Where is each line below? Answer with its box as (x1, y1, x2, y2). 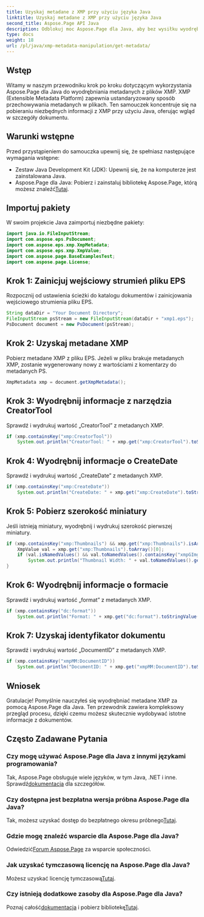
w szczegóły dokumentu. (6, 114, 69, 121)
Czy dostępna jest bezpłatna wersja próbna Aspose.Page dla (6, 795, 189, 803)
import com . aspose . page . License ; (6, 259, 91, 265)
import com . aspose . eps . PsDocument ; (6, 237, 97, 243)
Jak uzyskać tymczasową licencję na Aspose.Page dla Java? (6, 861, 190, 870)
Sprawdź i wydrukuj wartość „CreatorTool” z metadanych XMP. (6, 421, 164, 429)
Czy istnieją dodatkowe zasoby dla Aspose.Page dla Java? (6, 890, 183, 898)
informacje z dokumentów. (6, 716, 73, 724)
